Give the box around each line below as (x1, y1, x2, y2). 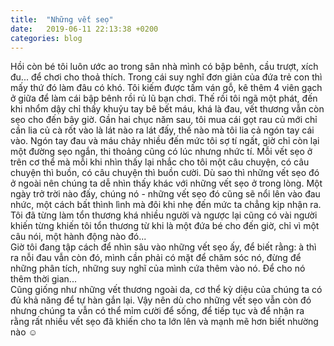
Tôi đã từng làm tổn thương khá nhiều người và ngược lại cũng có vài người (10, 209, 318, 221)
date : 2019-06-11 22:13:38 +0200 (10, 24, 159, 34)
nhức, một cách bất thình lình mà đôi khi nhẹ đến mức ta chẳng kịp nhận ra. (10, 199, 322, 211)
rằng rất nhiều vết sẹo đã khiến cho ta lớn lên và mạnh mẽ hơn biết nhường (10, 316, 319, 328)
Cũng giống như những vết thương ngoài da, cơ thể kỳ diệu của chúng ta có (10, 284, 323, 296)
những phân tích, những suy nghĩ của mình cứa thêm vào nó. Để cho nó (10, 262, 306, 275)
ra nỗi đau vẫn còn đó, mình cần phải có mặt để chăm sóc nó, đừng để (10, 252, 302, 264)
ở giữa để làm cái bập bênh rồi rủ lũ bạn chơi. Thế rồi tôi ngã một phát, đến (10, 92, 318, 105)
